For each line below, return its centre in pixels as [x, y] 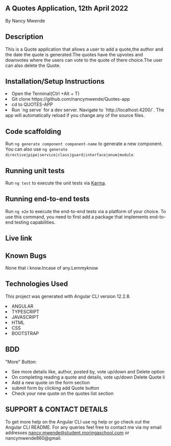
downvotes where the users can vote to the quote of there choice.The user [84, 60]
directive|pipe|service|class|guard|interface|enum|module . [70, 155]
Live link [19, 238]
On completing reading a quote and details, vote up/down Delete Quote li [88, 377]
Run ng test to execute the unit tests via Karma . [56, 183]
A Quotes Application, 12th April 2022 [67, 8]
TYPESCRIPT [26, 312]
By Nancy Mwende [25, 20]
